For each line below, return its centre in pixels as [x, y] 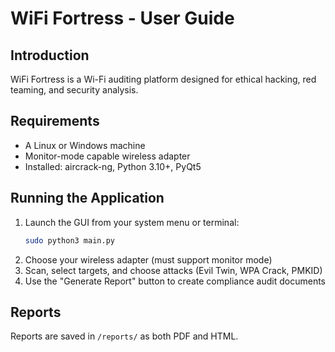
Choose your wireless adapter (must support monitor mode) [148, 259]
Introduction [50, 55]
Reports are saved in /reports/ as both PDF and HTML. [124, 336]
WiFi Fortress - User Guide [122, 18]
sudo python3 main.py [69, 240]
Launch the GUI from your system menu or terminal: [132, 222]
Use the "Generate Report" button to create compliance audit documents [175, 281]
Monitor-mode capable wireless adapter [107, 156]
